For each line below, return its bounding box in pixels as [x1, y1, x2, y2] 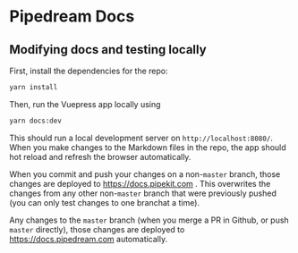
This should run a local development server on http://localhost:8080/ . [9, 132, 273, 143]
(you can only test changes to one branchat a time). [9, 197, 200, 207]
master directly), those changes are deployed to [9, 223, 185, 234]
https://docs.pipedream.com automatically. [9, 233, 168, 244]
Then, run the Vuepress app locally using [9, 98, 161, 109]
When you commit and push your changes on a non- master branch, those [9, 168, 281, 180]
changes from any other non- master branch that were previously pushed [9, 188, 277, 198]
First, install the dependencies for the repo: [9, 65, 168, 76]
